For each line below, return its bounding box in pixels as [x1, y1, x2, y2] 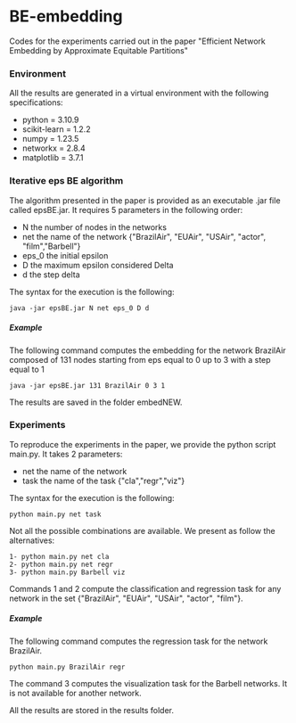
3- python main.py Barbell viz [9, 568, 126, 577]
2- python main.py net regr [9, 560, 114, 569]
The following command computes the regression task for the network [9, 636, 268, 646]
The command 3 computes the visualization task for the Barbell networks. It [9, 678, 288, 688]
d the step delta [21, 269, 80, 280]
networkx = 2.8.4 [21, 143, 86, 153]
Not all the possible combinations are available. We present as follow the [9, 525, 275, 536]
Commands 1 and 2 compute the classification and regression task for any [9, 583, 282, 594]
